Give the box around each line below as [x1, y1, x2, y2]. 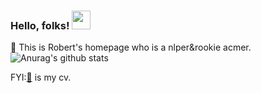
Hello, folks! [10, 18, 70, 32]
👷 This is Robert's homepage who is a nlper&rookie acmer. [10, 41, 252, 54]
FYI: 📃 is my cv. [10, 71, 72, 84]
